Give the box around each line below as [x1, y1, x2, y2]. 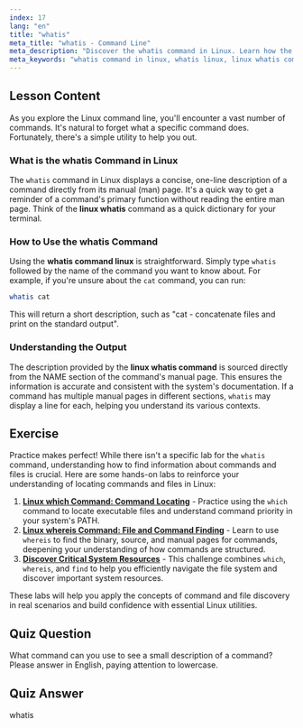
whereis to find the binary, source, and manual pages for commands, [22, 534, 278, 546]
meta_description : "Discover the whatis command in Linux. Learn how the [9, 47, 293, 56]
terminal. [9, 213, 42, 224]
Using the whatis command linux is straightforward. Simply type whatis [9, 256, 277, 267]
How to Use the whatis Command [9, 235, 159, 248]
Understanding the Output [9, 341, 128, 354]
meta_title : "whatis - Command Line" [9, 38, 151, 48]
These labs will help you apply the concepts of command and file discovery [9, 590, 290, 601]
